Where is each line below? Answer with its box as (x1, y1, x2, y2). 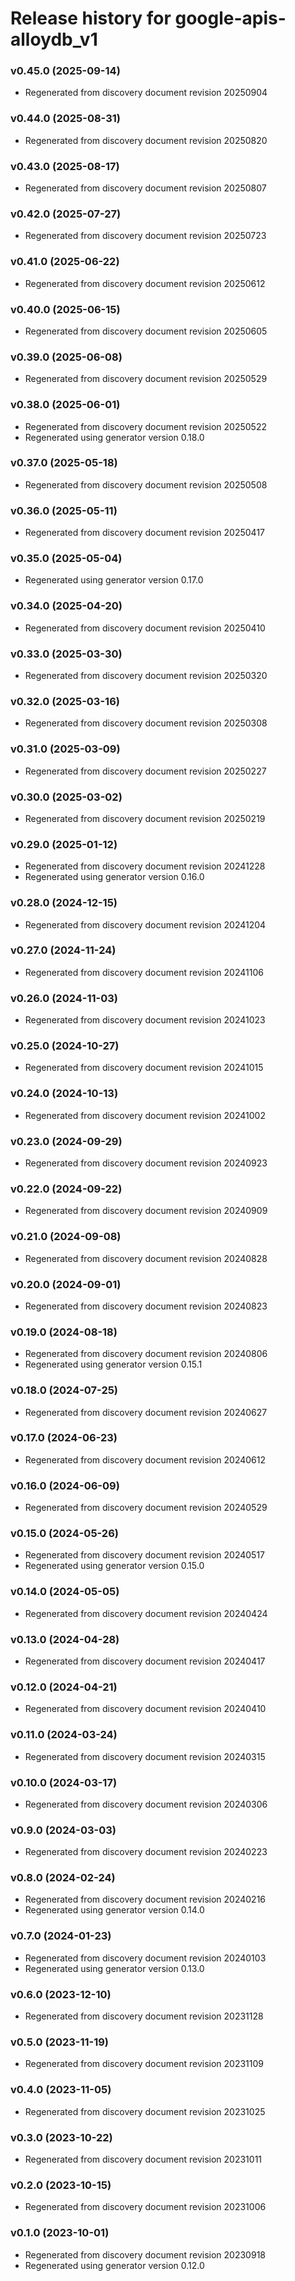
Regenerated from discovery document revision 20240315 (24, 1750, 266, 1762)
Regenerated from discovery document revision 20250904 (24, 87, 268, 99)
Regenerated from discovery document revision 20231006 (24, 2201, 267, 2213)
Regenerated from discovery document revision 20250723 (24, 230, 267, 242)
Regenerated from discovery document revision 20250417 (24, 527, 265, 539)
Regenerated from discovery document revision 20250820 (24, 134, 268, 146)
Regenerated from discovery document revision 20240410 (24, 1703, 267, 1715)
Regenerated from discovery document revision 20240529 (24, 1502, 268, 1514)
